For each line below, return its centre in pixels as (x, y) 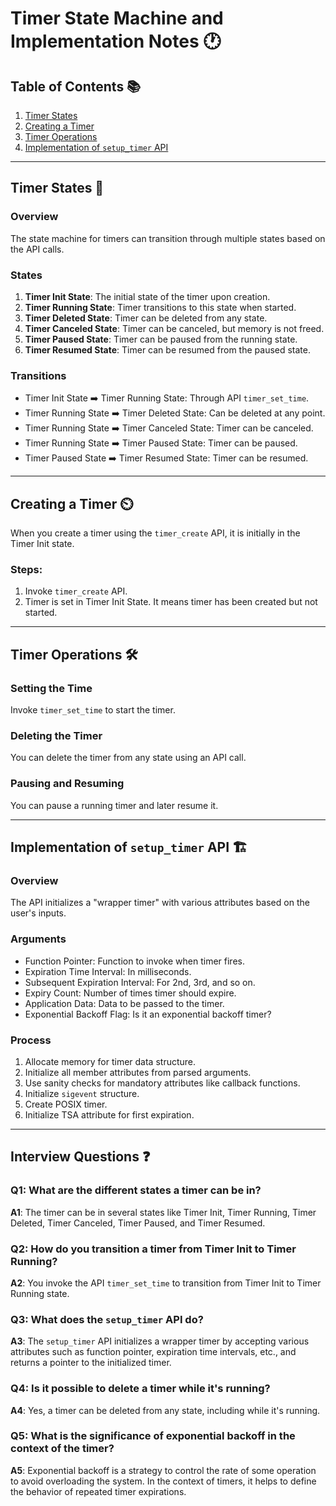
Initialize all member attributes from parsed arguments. (138, 1072)
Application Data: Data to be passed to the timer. (124, 1003)
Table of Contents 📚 (76, 86)
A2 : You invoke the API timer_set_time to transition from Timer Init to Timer (166, 1283)
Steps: (26, 570)
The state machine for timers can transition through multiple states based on (168, 238)
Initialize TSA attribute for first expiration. (109, 1114)
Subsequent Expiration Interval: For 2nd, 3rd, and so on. (140, 982)
